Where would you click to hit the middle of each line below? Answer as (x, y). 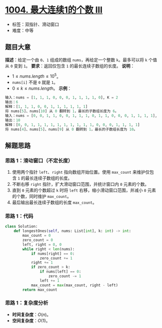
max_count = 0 (37, 236)
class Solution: (21, 227)
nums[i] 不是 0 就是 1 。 (35, 82)
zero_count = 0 (38, 240)
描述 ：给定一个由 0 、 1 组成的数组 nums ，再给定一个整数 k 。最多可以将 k (76, 60)
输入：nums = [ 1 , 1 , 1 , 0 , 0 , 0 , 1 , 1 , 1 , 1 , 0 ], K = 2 (62, 98)
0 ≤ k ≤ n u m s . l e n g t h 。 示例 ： (42, 88)
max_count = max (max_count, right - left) (74, 285)
